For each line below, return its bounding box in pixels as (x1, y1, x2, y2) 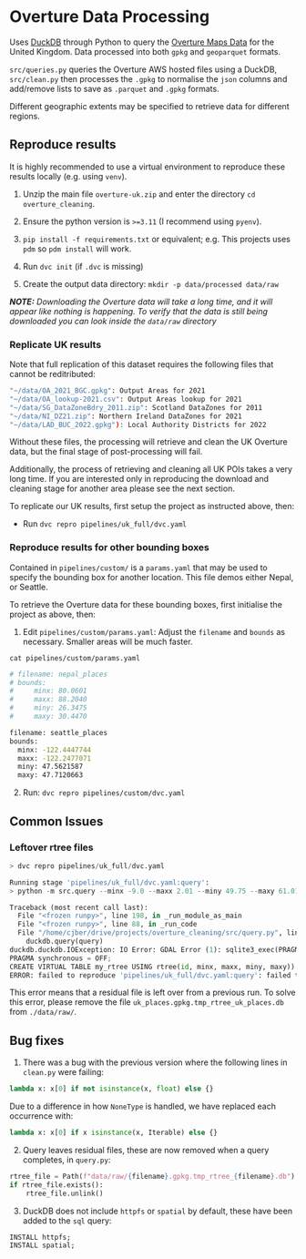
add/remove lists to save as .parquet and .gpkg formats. (9, 83, 220, 94)
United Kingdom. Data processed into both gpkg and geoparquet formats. (9, 46, 280, 56)
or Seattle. (9, 581, 48, 592)
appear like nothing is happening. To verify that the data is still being (9, 305, 269, 316)
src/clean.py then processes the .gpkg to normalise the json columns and (9, 73, 288, 84)
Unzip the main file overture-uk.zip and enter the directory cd (22, 189, 256, 200)
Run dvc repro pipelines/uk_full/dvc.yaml (22, 518, 188, 529)
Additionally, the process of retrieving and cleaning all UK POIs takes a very (9, 464, 293, 475)
